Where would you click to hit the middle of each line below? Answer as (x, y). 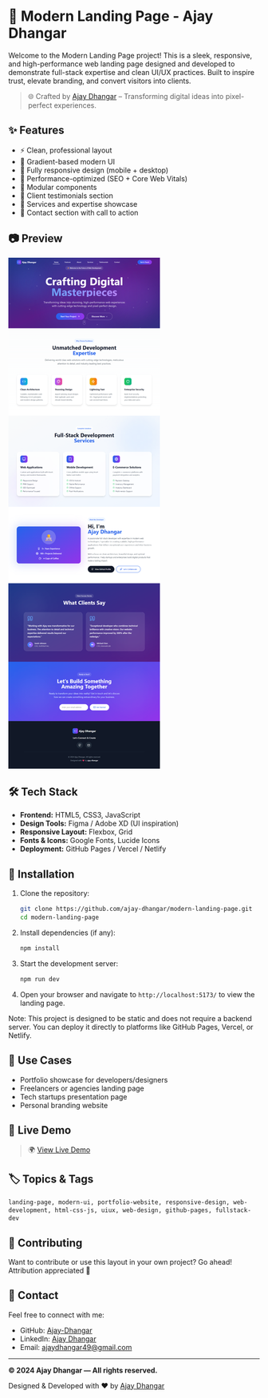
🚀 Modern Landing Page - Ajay (111, 16)
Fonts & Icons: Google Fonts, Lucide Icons (90, 841)
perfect (40, 105)
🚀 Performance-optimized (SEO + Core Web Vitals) (104, 178)
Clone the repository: (55, 893)
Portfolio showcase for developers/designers (94, 1079)
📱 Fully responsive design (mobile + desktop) (94, 170)
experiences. (75, 105)
